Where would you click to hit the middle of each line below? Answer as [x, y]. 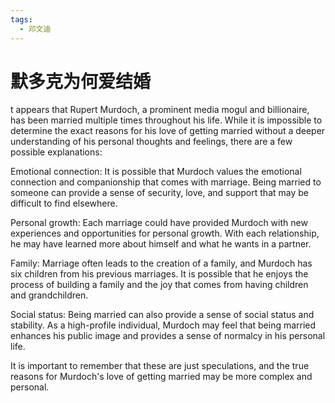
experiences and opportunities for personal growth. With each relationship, [165, 233]
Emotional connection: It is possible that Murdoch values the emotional [156, 172]
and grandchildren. [49, 295]
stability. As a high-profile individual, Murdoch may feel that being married [163, 325]
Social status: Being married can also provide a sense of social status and [162, 315]
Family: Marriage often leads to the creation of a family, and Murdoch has [161, 263]
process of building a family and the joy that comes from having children [159, 285]
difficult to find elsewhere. [64, 203]
